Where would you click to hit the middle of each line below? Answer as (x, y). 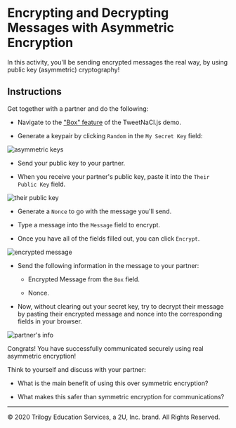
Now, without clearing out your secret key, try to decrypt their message (120, 306)
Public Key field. (41, 184)
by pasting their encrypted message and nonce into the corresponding (120, 314)
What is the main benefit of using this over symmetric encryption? (113, 383)
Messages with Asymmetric (91, 28)
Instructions (34, 92)
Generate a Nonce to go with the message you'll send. (94, 211)
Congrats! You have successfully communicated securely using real (105, 348)
